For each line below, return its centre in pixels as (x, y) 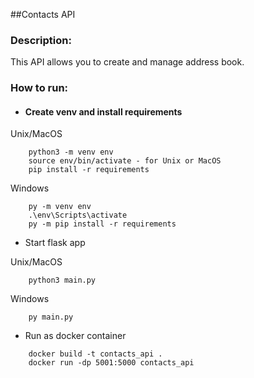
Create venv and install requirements (103, 111)
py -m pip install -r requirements (102, 224)
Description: (41, 40)
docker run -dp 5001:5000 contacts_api (111, 363)
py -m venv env (60, 207)
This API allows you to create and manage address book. (127, 62)
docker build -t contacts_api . (95, 354)
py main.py (51, 317)
